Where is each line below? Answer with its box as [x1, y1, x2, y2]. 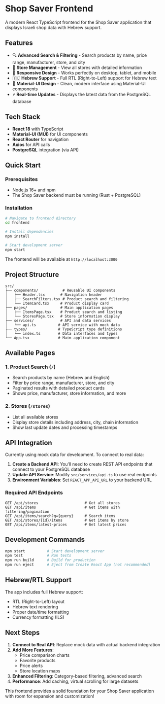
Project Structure [5, 271, 59, 279]
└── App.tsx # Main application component [5, 335, 120, 340]
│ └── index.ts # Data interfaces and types [5, 331, 118, 336]
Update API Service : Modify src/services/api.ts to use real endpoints [12, 472, 157, 478]
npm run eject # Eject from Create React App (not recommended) [5, 563, 151, 567]
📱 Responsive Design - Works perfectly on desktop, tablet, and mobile [12, 70, 157, 75]
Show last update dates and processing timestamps [12, 424, 118, 430]
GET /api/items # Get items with [5, 505, 120, 510]
